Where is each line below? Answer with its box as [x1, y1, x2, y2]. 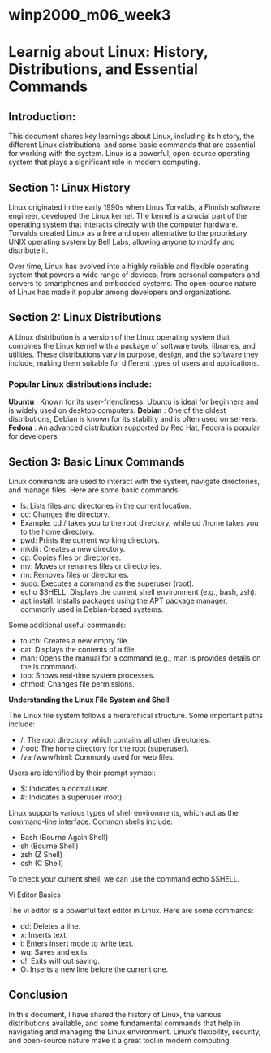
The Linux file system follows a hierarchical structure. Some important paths [8, 710, 264, 720]
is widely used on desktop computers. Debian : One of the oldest [8, 405, 226, 415]
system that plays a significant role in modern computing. [8, 157, 200, 167]
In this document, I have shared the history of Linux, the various [8, 1009, 222, 1019]
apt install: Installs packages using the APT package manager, [19, 596, 228, 605]
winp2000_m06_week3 [8, 6, 171, 24]
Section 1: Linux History [8, 180, 131, 194]
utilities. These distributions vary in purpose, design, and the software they [8, 349, 259, 359]
